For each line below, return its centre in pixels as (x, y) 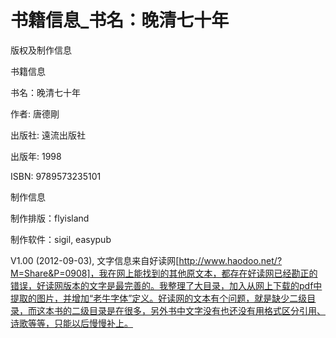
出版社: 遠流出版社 (48, 135)
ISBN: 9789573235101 (56, 176)
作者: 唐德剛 (35, 113)
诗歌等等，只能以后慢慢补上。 (71, 323)
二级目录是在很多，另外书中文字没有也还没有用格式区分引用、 (198, 310)
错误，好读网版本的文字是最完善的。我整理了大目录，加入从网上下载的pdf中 (166, 285)
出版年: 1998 (36, 156)
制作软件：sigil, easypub (61, 239)
